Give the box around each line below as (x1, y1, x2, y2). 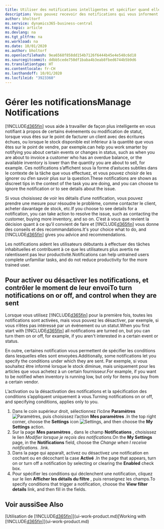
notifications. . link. (12, 444, 50, 451)
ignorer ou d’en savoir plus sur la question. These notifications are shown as (5, 175, 157, 181)
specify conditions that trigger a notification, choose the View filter (12, 481, 148, 487)
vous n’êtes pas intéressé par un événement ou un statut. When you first (5, 322, 150, 328)
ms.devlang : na (5, 30, 36, 35)
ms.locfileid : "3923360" (5, 75, 56, 80)
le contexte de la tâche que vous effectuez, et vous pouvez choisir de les (5, 170, 152, 176)
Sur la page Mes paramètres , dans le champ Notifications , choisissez (12, 429, 157, 435)
